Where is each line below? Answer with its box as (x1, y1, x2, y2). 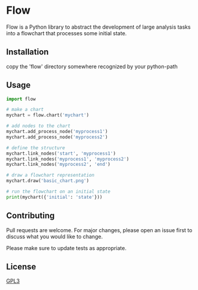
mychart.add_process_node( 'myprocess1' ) (6, 129, 109, 135)
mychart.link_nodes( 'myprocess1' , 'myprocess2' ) (6, 156, 129, 162)
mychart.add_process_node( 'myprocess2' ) (6, 134, 109, 140)
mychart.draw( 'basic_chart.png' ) (6, 178, 89, 184)
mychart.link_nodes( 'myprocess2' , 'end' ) (6, 162, 111, 168)
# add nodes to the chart (6, 123, 70, 129)
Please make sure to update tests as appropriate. (6, 244, 127, 251)
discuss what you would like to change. (6, 233, 103, 240)
